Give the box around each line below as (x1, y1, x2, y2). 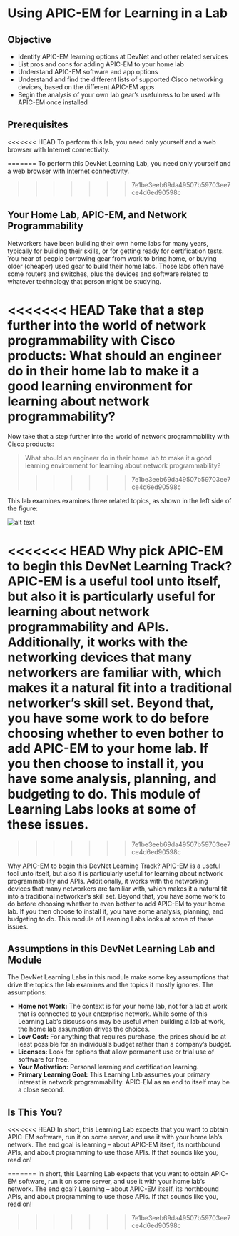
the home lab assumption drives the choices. (17, 1024, 150, 1034)
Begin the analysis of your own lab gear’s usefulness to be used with (17, 91, 220, 99)
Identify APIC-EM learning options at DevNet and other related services (17, 52, 228, 61)
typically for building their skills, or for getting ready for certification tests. (7, 247, 225, 255)
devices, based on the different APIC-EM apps (17, 83, 155, 91)
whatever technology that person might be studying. (7, 277, 162, 285)
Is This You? (7, 1106, 63, 1118)
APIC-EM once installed (17, 98, 88, 107)
